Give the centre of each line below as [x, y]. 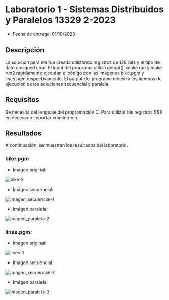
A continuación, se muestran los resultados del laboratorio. [67, 145]
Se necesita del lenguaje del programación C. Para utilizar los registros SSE [84, 112]
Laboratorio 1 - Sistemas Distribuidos [85, 9]
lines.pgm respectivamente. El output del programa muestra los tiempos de [83, 78]
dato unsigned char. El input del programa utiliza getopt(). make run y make [84, 67]
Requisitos [22, 100]
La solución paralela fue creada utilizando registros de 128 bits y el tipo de [83, 62]
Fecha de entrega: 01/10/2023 [44, 34]
